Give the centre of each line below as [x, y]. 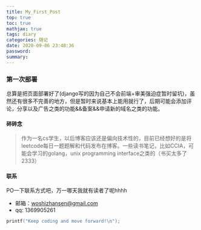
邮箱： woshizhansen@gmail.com [57, 203]
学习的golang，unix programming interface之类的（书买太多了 [110, 153]
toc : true [19, 23]
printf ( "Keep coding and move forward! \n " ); [63, 222]
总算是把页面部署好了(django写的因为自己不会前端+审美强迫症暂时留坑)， [98, 93]
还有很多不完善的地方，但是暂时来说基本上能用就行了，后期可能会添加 [99, 101]
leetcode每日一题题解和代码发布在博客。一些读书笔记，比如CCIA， [105, 146]
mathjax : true [24, 29]
